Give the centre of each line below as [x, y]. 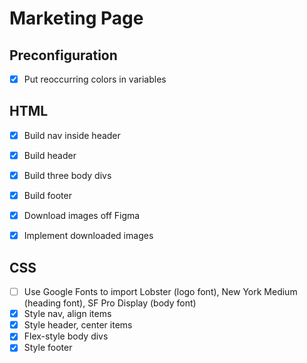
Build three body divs [67, 175]
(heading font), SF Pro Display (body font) [110, 303]
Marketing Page [76, 18]
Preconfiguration [63, 55]
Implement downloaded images [88, 236]
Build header [50, 155]
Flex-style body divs [66, 336]
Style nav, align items [67, 314]
